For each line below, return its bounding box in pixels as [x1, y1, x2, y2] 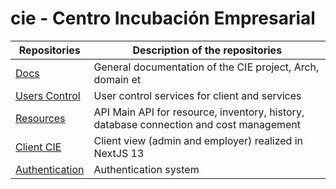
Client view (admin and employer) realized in [93, 133, 303, 147]
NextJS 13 [93, 146, 145, 160]
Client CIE [15, 140, 62, 154]
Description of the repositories [132, 43, 283, 57]
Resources [15, 111, 66, 125]
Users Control [15, 88, 81, 102]
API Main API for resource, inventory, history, [93, 105, 305, 119]
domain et [93, 72, 142, 86]
